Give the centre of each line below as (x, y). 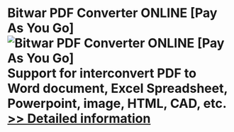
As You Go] (41, 28)
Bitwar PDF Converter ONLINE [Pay (112, 13)
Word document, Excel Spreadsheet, (118, 88)
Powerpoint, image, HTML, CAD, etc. (117, 104)
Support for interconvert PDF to (102, 73)
